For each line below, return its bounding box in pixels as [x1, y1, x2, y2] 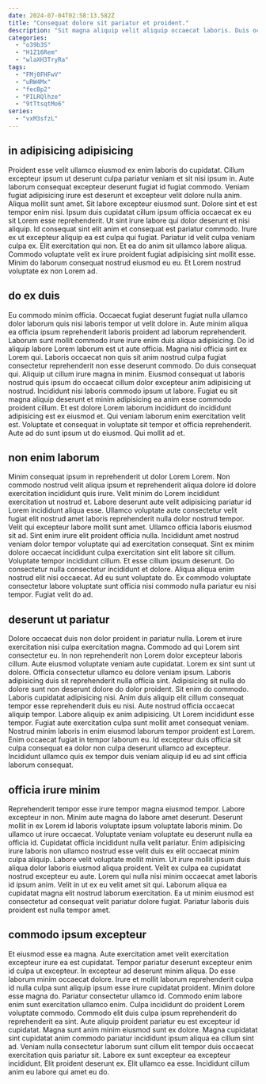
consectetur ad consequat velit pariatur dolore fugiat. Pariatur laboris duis [8, 896, 249, 906]
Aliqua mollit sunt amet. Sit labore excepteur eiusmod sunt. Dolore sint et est [8, 199, 257, 208]
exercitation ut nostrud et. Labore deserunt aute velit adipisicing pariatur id [8, 497, 252, 507]
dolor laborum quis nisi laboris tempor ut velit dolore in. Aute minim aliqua [8, 319, 248, 328]
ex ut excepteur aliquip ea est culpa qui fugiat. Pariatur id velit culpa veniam [8, 232, 256, 242]
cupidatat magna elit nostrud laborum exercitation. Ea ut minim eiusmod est [8, 888, 255, 898]
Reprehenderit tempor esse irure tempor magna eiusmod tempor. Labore [8, 803, 245, 813]
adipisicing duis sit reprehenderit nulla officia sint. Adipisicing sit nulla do [8, 676, 245, 685]
